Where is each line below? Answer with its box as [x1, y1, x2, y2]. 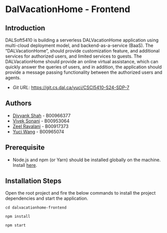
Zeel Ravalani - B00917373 [12, 123, 69, 129]
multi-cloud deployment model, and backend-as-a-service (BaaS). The [5, 42, 153, 49]
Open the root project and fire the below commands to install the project [5, 190, 156, 196]
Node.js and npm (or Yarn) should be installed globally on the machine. [12, 157, 161, 163]
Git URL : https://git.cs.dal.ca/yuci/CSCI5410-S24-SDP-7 [12, 84, 130, 90]
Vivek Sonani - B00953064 [12, 118, 70, 124]
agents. [5, 75, 21, 80]
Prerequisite [5, 143, 45, 152]
